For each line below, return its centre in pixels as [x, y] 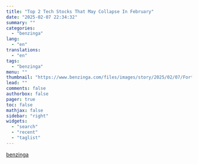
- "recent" [25, 132]
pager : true [21, 99]
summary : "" [21, 22]
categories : [21, 28]
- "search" [25, 127]
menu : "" [17, 72]
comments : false [26, 88]
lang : [13, 39]
